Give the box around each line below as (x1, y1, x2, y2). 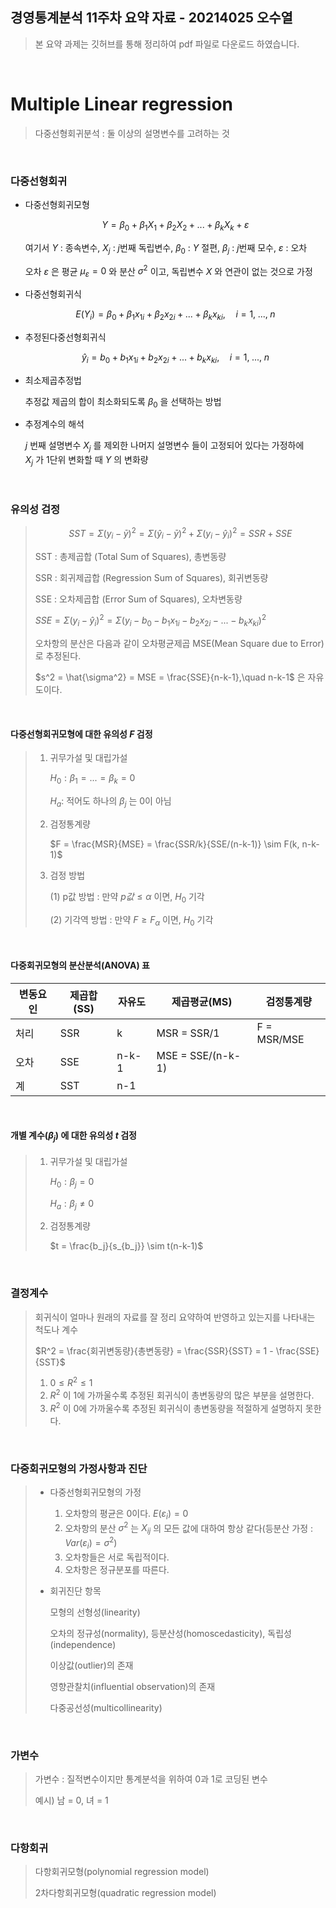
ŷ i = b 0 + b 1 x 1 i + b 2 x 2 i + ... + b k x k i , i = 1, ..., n (81, 351, 270, 365)
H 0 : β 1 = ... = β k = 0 (49, 772, 136, 787)
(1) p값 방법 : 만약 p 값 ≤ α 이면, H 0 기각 (49, 891, 205, 905)
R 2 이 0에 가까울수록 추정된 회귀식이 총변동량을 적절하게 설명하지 (49, 1401, 303, 1414)
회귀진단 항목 (49, 1584, 102, 1597)
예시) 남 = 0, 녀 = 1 (34, 1794, 109, 1807)
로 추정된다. (34, 650, 82, 662)
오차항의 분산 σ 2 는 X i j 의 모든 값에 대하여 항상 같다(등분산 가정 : (64, 1520, 314, 1537)
